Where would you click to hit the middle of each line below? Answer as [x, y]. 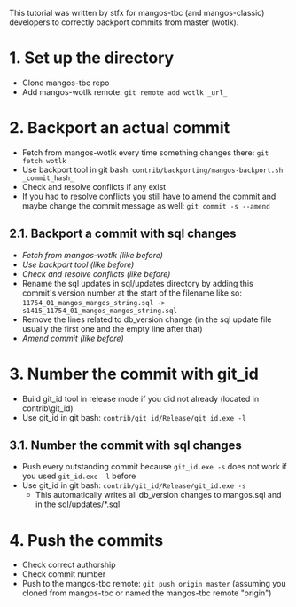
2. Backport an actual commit [120, 128]
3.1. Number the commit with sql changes [125, 446]
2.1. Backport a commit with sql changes [123, 234]
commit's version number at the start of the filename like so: [132, 293]
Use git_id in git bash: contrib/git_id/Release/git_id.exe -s [134, 485]
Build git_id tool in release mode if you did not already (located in [140, 398]
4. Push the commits [86, 540]
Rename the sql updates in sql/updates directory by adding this [138, 283]
